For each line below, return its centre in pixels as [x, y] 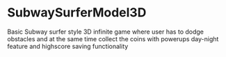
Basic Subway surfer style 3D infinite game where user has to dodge [105, 32]
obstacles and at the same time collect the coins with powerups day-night [113, 38]
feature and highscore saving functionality [68, 46]
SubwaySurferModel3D [77, 13]
